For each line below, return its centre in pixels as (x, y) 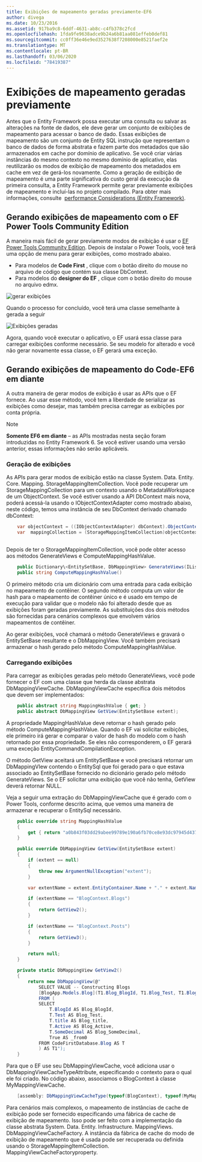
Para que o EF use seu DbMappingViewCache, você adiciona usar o (90, 1066)
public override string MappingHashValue (69, 821)
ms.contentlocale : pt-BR (37, 51)
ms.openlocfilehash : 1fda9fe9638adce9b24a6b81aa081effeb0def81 (87, 34)
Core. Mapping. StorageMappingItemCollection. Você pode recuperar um (97, 484)
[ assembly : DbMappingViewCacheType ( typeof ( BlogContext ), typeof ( (101, 1096)
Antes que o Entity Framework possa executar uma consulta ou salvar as (96, 122)
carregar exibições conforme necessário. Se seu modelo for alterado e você (101, 344)
